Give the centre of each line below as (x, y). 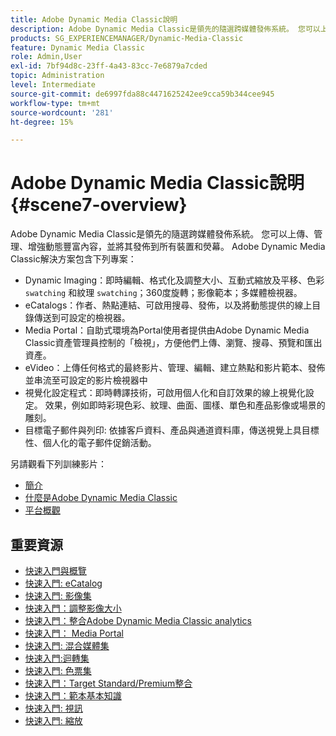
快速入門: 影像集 (58, 595)
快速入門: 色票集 (58, 670)
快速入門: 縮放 (53, 720)
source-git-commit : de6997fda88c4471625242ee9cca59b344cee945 (142, 94)
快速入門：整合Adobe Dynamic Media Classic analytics (138, 620)
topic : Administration (57, 76)
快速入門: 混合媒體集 (67, 645)
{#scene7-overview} (99, 205)
